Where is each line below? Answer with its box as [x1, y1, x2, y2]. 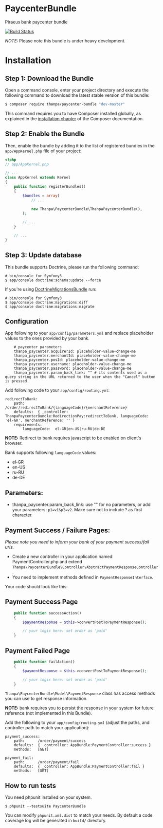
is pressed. [5, 379, 29, 384]
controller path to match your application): [5, 725, 90, 731]
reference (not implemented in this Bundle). [5, 710, 92, 716]
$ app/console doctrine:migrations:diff [5, 300, 89, 305]
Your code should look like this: [5, 584, 68, 589]
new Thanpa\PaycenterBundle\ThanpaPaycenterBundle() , [31, 206, 143, 212]
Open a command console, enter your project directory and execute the [5, 87, 149, 93]
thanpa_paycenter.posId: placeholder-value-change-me [14, 358, 125, 362]
